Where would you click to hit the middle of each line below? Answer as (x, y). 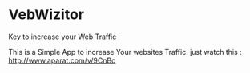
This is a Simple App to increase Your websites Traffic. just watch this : (125, 52)
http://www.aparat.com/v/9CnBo (62, 60)
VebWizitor (46, 15)
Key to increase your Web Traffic (62, 36)
